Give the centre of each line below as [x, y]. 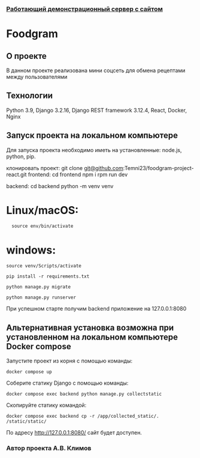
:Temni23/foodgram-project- [159, 168]
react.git [16, 174]
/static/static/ [26, 422]
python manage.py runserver [41, 298]
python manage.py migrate [38, 287]
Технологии [29, 96]
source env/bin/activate [43, 226]
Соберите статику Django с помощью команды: [67, 383]
